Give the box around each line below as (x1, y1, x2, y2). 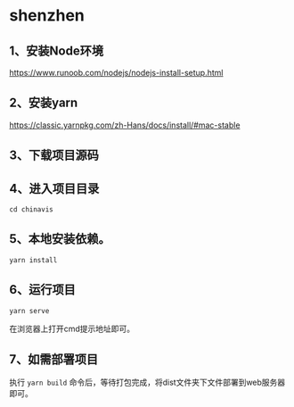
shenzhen (9, 5, 85, 26)
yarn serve (9, 306, 50, 315)
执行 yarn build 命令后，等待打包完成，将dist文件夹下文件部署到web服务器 (9, 377, 286, 388)
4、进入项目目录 (9, 180, 100, 196)
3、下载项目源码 (9, 148, 100, 163)
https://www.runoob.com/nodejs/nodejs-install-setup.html (9, 68, 224, 78)
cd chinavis (9, 205, 53, 214)
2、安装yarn (9, 96, 78, 111)
